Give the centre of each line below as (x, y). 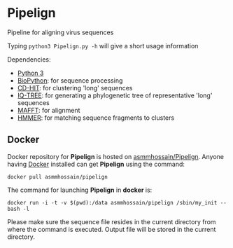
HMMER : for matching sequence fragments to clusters (96, 118)
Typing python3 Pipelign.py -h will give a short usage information (103, 46)
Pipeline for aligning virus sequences (61, 32)
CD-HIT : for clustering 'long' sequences (75, 88)
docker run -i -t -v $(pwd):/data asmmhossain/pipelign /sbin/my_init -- (117, 202)
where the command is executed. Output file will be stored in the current (112, 229)
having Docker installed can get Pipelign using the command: (96, 164)
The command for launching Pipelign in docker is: (80, 190)
